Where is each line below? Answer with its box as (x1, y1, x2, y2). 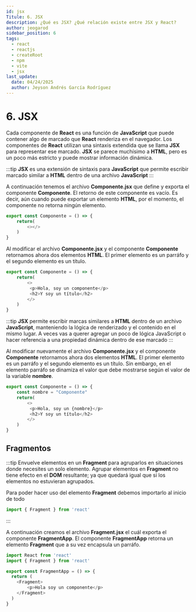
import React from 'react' (6, 552, 72, 558)
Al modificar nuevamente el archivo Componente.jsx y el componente (6, 348, 176, 355)
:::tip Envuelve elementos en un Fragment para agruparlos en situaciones (6, 459, 183, 466)
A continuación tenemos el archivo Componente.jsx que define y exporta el (6, 183, 190, 190)
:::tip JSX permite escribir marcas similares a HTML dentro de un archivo (6, 318, 182, 325)
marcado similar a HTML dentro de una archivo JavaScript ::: (6, 171, 154, 178)
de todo (6, 495, 25, 502)
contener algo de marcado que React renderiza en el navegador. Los (6, 135, 173, 142)
